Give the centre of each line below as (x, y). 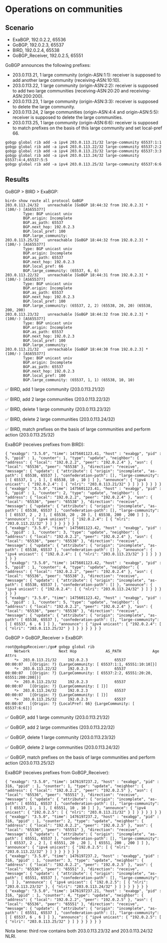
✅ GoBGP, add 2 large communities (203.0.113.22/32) (60, 727)
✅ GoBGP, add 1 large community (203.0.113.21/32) (57, 717)
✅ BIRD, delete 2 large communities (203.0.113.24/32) (60, 419)
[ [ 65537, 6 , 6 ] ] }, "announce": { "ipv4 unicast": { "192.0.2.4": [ (83, 624)
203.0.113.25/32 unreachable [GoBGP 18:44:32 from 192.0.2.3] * (77, 240)
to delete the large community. (44, 107)
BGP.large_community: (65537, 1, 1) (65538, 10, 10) (79, 380)
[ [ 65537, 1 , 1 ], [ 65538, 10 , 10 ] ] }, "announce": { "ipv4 (76, 480)
